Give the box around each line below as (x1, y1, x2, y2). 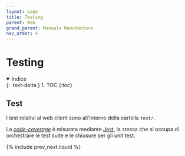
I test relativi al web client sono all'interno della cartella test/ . (6, 114, 155, 121)
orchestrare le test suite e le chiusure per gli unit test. (6, 132, 136, 139)
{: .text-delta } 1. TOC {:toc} (6, 82, 72, 89)
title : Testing (6, 14, 44, 20)
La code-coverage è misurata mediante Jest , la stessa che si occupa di (6, 125, 180, 132)
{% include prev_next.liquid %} (6, 143, 81, 150)
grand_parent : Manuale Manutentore (6, 25, 94, 31)
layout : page (6, 8, 38, 15)
